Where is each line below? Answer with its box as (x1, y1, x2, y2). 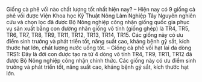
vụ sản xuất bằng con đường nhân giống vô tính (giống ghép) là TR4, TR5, (6, 25, 190, 32)
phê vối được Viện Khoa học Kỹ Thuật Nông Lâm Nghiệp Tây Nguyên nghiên (6, 12, 197, 19)
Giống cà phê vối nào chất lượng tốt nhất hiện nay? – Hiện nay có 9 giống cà (6, 6, 196, 13)
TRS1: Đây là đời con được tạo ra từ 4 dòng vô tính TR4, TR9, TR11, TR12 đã (6, 51, 192, 57)
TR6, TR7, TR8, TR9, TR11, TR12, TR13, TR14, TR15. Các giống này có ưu (6, 31, 183, 39)
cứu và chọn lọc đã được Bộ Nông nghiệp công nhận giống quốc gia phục (6, 19, 190, 25)
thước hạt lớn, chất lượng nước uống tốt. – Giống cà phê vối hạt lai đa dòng (6, 44, 192, 51)
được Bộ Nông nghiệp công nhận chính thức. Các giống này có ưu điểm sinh (6, 57, 197, 64)
